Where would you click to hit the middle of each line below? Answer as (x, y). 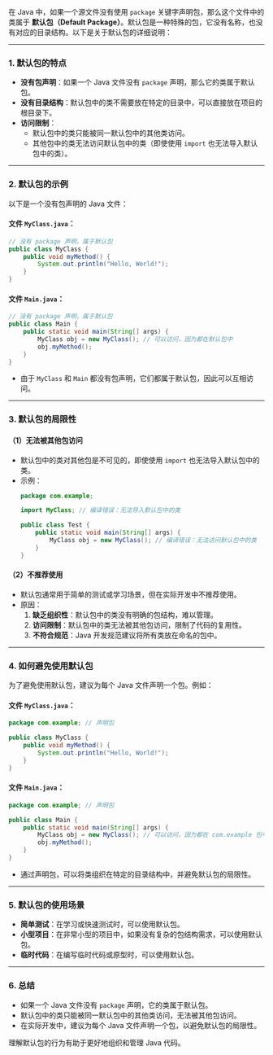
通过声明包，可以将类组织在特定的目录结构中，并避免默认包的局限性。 (138, 874)
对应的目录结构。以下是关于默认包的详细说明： (93, 32)
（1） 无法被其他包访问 (46, 440)
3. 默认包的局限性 (43, 419)
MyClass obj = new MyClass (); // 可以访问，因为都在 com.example (145, 835)
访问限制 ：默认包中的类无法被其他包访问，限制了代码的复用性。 (139, 624)
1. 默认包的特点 (38, 63)
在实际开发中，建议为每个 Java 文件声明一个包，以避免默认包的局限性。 (141, 1025)
